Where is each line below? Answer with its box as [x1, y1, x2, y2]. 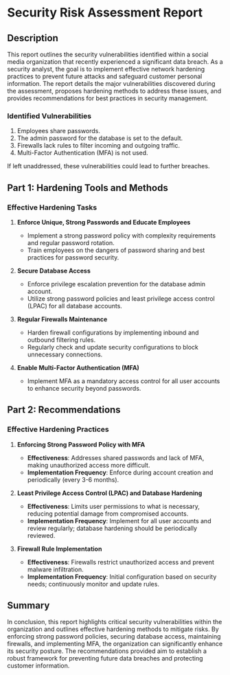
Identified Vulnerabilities [7, 111, 91, 121]
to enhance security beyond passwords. [27, 384, 141, 392]
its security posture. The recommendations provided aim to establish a [7, 647, 207, 655]
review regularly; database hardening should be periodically [27, 524, 198, 532]
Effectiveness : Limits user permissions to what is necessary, [27, 502, 200, 510]
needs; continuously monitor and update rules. [27, 580, 160, 588]
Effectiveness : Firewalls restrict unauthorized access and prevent [27, 558, 214, 566]
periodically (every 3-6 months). [27, 475, 119, 483]
